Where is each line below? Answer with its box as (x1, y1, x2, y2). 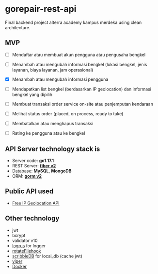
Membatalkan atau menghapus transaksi (12, 121, 94, 127)
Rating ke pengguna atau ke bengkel (12, 130, 85, 136)
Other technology (5, 214, 60, 222)
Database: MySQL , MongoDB (12, 168, 72, 174)
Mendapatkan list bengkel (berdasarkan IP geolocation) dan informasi (12, 86, 152, 92)
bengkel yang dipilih (12, 91, 52, 97)
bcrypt (12, 232, 26, 238)
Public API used (5, 187, 54, 196)
